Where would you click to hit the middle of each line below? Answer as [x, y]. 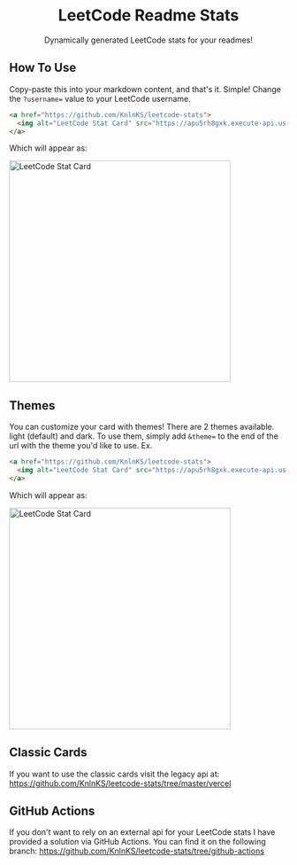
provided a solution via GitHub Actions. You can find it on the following [138, 842]
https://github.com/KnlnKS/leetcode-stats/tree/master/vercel [120, 783]
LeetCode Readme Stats [148, 16]
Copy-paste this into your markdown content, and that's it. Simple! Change [145, 89]
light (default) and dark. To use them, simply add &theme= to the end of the [144, 436]
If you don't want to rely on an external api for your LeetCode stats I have [142, 832]
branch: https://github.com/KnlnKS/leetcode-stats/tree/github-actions [137, 851]
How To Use [43, 68]
